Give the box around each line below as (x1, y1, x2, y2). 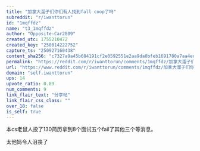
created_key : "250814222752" (6, 42, 79, 48)
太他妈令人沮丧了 (6, 138, 48, 146)
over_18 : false (6, 103, 44, 109)
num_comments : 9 (6, 87, 46, 93)
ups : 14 (6, 75, 26, 81)
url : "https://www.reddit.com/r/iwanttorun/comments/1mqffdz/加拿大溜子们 (6, 64, 190, 70)
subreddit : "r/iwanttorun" (6, 14, 73, 20)
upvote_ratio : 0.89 (6, 81, 55, 87)
